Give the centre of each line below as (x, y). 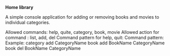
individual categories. (28, 22)
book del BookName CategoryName (43, 48)
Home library (19, 7)
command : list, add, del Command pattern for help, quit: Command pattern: (84, 38)
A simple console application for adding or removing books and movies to (82, 17)
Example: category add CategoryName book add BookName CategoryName (85, 43)
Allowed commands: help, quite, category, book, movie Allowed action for (82, 32)
